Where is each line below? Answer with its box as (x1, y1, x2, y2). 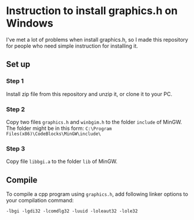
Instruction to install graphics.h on (6, 4, 178, 18)
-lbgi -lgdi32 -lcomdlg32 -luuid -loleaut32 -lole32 (6, 208, 138, 214)
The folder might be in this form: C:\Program (6, 125, 112, 132)
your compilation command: (6, 197, 74, 204)
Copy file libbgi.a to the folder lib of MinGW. (6, 158, 118, 165)
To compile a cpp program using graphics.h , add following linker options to (6, 191, 188, 198)
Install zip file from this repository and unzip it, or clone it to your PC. (6, 90, 172, 98)
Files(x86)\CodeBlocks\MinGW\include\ (6, 131, 101, 136)
